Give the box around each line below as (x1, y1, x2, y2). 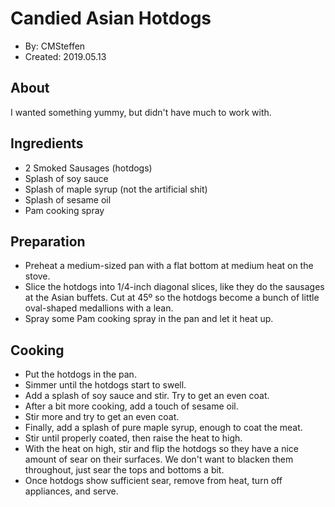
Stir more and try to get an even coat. (24, 411, 180, 423)
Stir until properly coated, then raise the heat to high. (24, 432, 243, 444)
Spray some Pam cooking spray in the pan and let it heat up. (24, 313, 274, 325)
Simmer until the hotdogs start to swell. (24, 379, 187, 391)
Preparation (10, 233, 86, 250)
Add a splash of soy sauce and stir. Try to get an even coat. (24, 390, 270, 402)
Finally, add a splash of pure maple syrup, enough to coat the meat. (24, 422, 303, 434)
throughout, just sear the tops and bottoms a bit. (24, 464, 225, 476)
